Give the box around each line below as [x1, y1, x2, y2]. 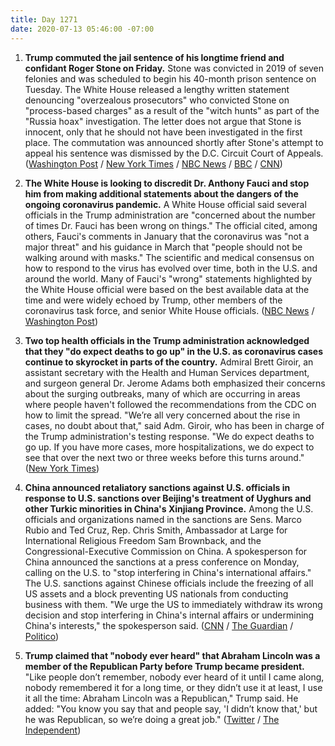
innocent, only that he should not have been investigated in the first [24, 126, 303, 138]
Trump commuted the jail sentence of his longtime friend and [24, 51, 285, 63]
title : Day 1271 [10, 14, 78, 25]
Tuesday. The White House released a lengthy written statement [24, 83, 290, 95]
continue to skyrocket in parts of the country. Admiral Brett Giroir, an [24, 356, 314, 368]
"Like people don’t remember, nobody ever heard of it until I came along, [24, 671, 325, 683]
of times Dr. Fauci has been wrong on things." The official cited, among [24, 219, 318, 231]
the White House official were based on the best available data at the [24, 283, 310, 295]
